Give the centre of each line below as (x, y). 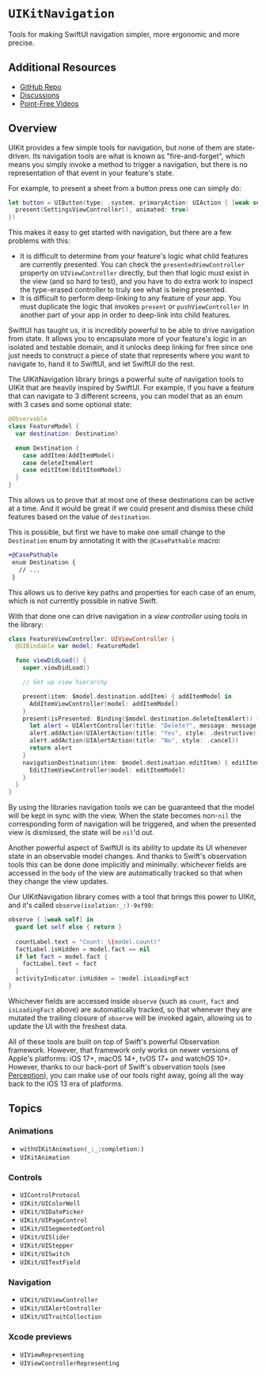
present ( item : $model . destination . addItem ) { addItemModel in (127, 696)
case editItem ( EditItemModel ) (72, 470)
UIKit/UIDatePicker (52, 1212)
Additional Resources (62, 68)
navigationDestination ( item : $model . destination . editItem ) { (125, 762)
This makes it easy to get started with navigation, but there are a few (120, 233)
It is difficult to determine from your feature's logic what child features (134, 256)
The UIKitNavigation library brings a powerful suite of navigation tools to (126, 379)
